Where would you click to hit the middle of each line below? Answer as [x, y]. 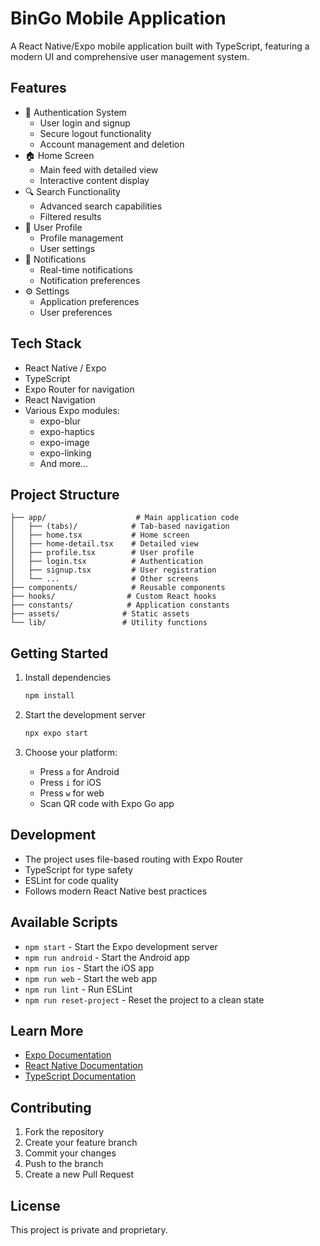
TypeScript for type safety [79, 869]
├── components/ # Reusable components [118, 588]
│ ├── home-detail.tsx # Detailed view [104, 544]
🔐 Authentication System [75, 112]
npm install [49, 696]
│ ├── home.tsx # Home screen [100, 535]
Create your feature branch [81, 1143]
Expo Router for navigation [79, 389]
